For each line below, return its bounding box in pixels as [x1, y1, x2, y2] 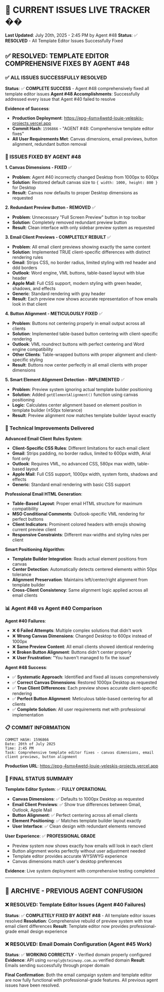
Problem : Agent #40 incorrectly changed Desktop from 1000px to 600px [12, 174, 159, 180]
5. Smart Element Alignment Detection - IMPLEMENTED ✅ [5, 376, 125, 382]
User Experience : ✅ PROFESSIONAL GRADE [5, 833, 96, 839]
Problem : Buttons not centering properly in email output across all [12, 320, 145, 326]
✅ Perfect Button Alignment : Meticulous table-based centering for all [12, 695, 153, 701]
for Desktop [12, 185, 36, 190]
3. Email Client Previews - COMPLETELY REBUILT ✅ [5, 234, 111, 240]
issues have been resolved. [5, 982, 60, 988]
